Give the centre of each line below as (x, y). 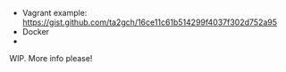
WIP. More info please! (51, 58)
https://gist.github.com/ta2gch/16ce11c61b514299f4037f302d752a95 (150, 22)
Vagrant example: (55, 13)
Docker (36, 32)
